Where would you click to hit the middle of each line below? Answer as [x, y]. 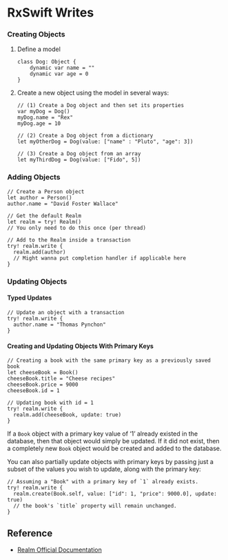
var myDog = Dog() [43, 112]
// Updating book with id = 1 [51, 403]
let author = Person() [40, 197]
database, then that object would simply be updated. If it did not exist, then [113, 441]
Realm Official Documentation [59, 550]
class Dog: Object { [46, 62]
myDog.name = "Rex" [45, 118]
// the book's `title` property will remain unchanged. [95, 506]
